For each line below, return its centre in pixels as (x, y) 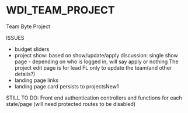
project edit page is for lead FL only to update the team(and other (93, 67)
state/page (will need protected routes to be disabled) (71, 104)
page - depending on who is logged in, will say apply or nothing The (97, 61)
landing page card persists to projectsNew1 (67, 86)
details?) (25, 74)
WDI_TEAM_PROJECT (60, 10)
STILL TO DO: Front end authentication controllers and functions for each (94, 98)
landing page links (36, 80)
